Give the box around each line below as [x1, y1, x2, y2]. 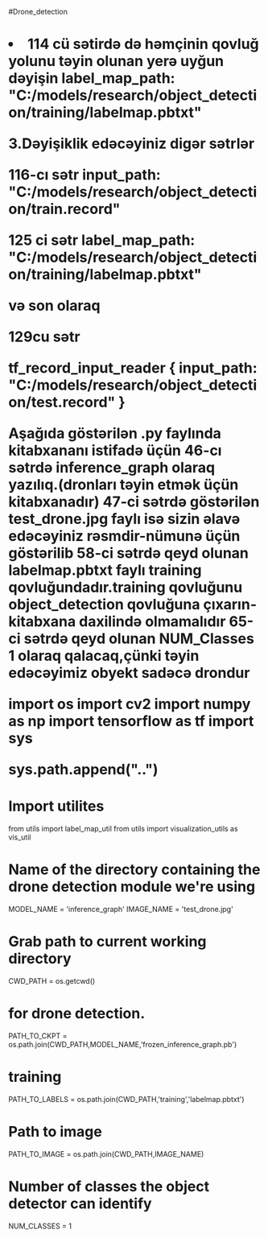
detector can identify [8, 1195, 152, 1212]
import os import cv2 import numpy [8, 695, 251, 713]
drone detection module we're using [8, 877, 256, 896]
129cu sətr [8, 328, 80, 346]
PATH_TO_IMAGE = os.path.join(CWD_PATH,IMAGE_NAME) [8, 1149, 204, 1158]
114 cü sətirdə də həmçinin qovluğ [27, 35, 259, 53]
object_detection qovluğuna [8, 596, 200, 614]
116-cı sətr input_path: [8, 166, 161, 184]
